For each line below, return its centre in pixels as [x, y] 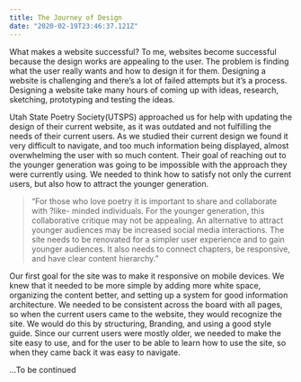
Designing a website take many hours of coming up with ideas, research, [144, 90]
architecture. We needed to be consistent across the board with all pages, [146, 304]
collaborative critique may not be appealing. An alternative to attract [157, 220]
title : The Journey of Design [66, 18]
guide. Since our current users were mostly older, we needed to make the [145, 333]
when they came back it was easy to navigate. [95, 352]
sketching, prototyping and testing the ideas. [92, 99]
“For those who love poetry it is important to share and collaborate [154, 201]
